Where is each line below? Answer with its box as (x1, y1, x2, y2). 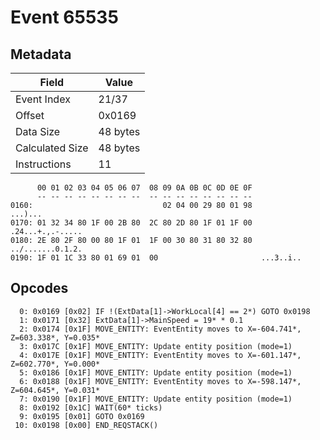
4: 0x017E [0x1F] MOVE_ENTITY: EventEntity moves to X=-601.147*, (19, 350, 302, 360)
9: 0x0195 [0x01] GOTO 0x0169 (19, 411, 145, 421)
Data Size (15, 125, 61, 138)
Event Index (15, 92, 71, 106)
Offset (15, 109, 45, 122)
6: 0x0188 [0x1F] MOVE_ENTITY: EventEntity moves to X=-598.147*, (19, 376, 302, 386)
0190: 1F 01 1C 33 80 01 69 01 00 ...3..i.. (10, 253, 302, 263)
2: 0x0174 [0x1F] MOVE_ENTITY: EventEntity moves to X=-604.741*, (19, 324, 302, 334)
